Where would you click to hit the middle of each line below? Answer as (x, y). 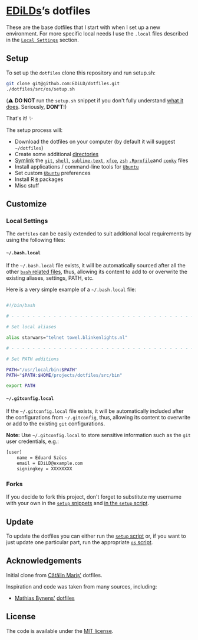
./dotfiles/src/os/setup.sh (41, 89)
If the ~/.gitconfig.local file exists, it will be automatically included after (95, 411)
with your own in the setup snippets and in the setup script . (77, 503)
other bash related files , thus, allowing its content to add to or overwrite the (97, 272)
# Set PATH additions (33, 359)
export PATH (21, 386)
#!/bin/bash (21, 306)
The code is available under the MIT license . (60, 631)
